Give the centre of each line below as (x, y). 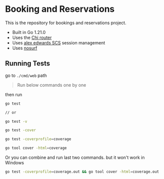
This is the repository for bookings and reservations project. (66, 23)
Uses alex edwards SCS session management (59, 42)
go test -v (16, 121)
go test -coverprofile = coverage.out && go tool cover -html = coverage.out (82, 172)
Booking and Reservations (60, 9)
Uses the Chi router (32, 37)
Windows (15, 163)
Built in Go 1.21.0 (29, 32)
